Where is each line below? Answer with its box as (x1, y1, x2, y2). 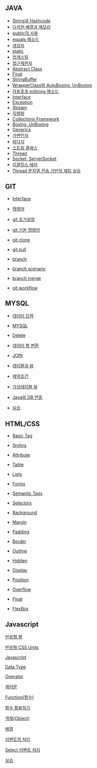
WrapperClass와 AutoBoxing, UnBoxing (12, 82, 92, 88)
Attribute (12, 452, 31, 458)
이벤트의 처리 (5, 736, 31, 743)
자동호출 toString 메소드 (12, 88, 59, 94)
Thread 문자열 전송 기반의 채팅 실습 (12, 168, 81, 174)
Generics (12, 126, 31, 132)
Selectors (12, 500, 32, 506)
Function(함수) (5, 694, 34, 701)
